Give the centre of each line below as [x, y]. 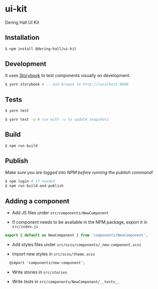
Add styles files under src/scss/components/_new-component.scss [77, 244]
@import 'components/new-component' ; [47, 263]
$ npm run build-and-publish [34, 186]
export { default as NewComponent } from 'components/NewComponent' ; [77, 235]
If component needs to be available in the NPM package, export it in [79, 222]
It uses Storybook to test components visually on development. [68, 76]
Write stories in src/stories [40, 272]
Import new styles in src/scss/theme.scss [53, 254]
